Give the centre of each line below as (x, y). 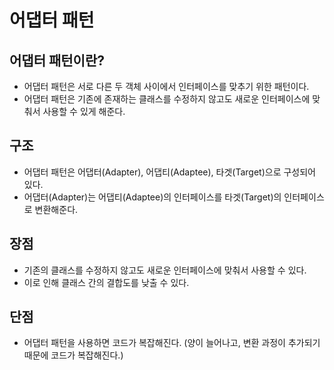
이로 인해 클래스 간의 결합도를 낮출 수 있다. (106, 282)
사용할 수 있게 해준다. (84, 111)
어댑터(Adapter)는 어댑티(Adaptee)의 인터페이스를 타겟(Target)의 (152, 197)
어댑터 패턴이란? (57, 60)
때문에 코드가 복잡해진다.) (73, 355)
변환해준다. (56, 209)
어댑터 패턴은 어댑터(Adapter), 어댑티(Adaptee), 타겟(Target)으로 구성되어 (170, 172)
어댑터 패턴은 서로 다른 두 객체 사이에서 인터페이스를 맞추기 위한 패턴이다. (166, 86)
